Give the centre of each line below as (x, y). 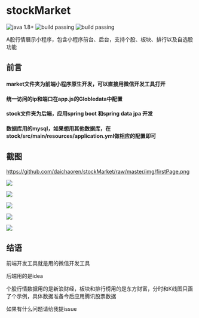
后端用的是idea (25, 276)
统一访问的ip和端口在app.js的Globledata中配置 (64, 99)
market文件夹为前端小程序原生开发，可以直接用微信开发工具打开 (86, 84)
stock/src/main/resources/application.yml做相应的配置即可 (81, 136)
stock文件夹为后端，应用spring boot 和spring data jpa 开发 (80, 114)
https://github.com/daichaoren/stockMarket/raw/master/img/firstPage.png (98, 171)
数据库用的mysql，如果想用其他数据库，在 (59, 128)
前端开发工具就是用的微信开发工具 (48, 264)
